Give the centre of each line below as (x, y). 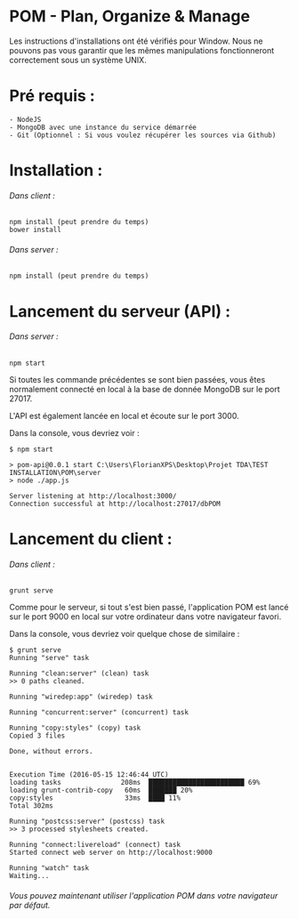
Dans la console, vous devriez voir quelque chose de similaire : (125, 634)
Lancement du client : (91, 539)
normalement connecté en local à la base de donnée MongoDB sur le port (145, 389)
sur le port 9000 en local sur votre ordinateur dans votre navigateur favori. (145, 617)
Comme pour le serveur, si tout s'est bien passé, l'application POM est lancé (149, 608)
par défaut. (30, 905)
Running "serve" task (49, 658)
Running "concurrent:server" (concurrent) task (99, 713)
